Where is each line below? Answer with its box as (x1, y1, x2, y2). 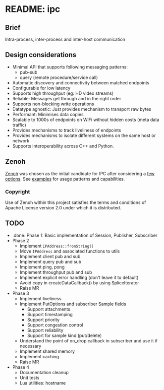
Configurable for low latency (12, 85, 71, 91)
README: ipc (5, 3, 60, 15)
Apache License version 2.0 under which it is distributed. (5, 204, 121, 210)
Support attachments (27, 306, 70, 312)
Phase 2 (12, 237, 29, 244)
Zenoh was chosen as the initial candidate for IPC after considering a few (5, 170, 155, 177)
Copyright (5, 188, 30, 195)
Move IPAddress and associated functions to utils (19, 248, 120, 254)
